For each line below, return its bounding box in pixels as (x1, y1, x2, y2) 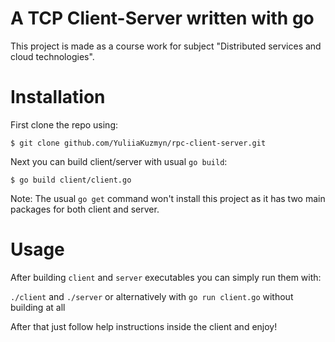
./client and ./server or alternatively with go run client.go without (10, 290, 294, 302)
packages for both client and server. (10, 203, 160, 215)
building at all (10, 301, 66, 313)
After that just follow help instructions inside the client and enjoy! (10, 320, 278, 332)
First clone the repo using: (10, 118, 118, 131)
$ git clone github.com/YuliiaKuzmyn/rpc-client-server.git (10, 138, 267, 148)
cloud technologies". (10, 50, 95, 62)
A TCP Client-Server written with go (10, 7, 315, 30)
